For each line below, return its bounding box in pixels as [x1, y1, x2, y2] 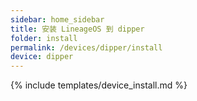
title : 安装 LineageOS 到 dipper [10, 24, 145, 34]
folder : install [10, 33, 78, 43]
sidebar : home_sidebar [10, 14, 105, 25]
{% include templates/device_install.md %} [10, 79, 188, 91]
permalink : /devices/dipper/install [10, 42, 163, 53]
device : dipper [10, 52, 74, 62]
